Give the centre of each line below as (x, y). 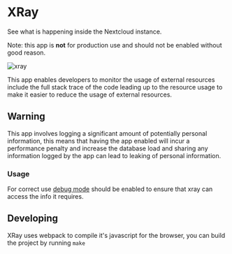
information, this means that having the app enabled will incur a (99, 141)
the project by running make (46, 243)
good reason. (27, 52)
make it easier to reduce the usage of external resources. (90, 94)
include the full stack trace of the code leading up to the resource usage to (115, 87)
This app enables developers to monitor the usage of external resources (111, 79)
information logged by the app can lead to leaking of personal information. (114, 155)
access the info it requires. (45, 197)
